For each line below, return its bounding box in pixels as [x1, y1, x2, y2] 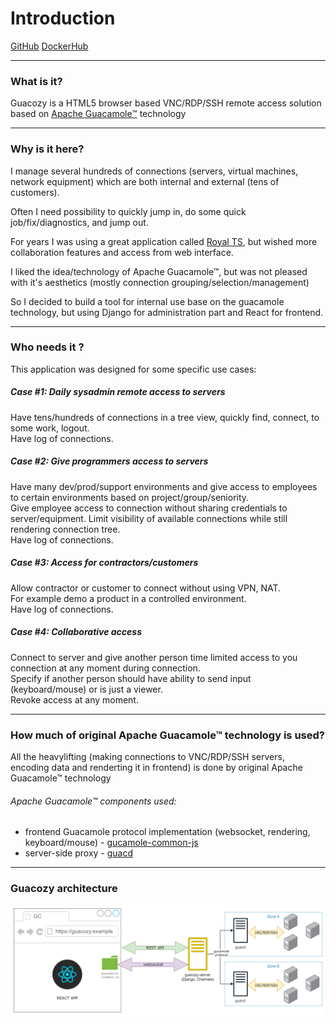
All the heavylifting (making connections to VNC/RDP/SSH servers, [10, 751, 285, 762]
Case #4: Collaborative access [10, 626, 143, 638]
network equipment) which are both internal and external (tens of [10, 175, 280, 187]
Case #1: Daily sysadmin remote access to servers [10, 386, 226, 398]
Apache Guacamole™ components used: [10, 795, 177, 807]
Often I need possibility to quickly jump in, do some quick [10, 205, 247, 217]
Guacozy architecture [10, 882, 118, 896]
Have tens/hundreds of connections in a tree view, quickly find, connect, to [10, 411, 320, 423]
